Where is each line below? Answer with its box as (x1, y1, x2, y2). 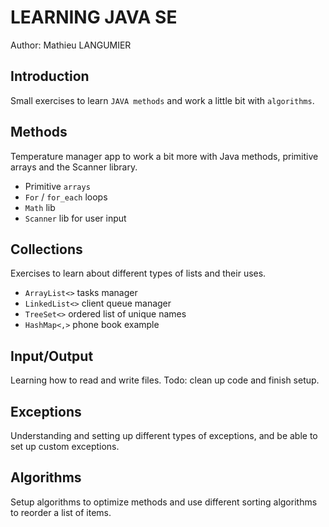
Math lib (24, 201, 56, 213)
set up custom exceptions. (10, 441, 120, 452)
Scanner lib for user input (24, 212, 127, 224)
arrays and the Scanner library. (10, 161, 138, 173)
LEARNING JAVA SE (10, 6, 178, 29)
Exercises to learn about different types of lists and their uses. (10, 267, 267, 280)
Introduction (10, 68, 90, 85)
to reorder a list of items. (10, 506, 112, 518)
